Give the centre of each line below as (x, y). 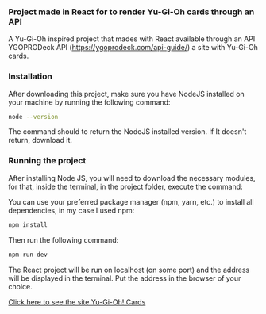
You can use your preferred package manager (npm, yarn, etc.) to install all (131, 201)
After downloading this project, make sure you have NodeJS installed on (126, 94)
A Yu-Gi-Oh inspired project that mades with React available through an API (132, 39)
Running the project (47, 161)
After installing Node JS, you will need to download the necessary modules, (132, 178)
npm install (28, 224)
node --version (33, 117)
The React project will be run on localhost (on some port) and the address (129, 270)
